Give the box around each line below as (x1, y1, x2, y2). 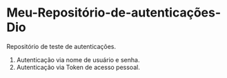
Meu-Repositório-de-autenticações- (6, 5, 221, 21)
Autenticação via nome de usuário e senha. (16, 55, 140, 64)
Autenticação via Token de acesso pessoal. (16, 63, 141, 71)
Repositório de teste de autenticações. (6, 42, 117, 50)
